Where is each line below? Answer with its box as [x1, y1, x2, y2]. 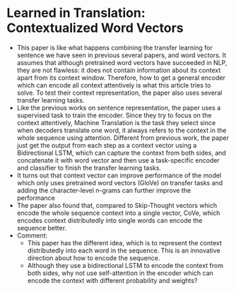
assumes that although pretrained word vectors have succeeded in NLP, [16, 58, 228, 66]
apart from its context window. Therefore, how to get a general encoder [16, 73, 225, 82]
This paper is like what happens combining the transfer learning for [16, 43, 213, 52]
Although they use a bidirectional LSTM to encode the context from [27, 261, 224, 269]
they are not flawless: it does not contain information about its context [16, 66, 221, 74]
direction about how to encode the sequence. [27, 253, 160, 262]
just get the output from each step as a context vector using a [16, 141, 197, 149]
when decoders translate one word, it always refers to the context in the [16, 126, 227, 134]
